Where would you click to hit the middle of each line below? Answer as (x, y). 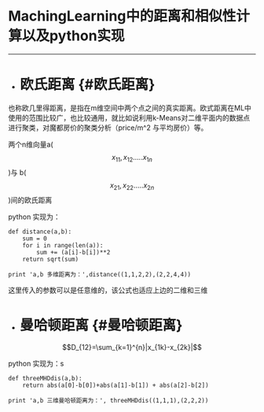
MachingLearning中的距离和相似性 (122, 16)
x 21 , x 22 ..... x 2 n (132, 186)
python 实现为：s (36, 364)
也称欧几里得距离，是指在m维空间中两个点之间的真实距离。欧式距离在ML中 (130, 108)
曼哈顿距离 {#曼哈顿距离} (101, 325)
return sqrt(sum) (51, 260)
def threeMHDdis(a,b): (45, 379)
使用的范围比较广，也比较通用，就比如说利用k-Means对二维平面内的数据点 (129, 117)
